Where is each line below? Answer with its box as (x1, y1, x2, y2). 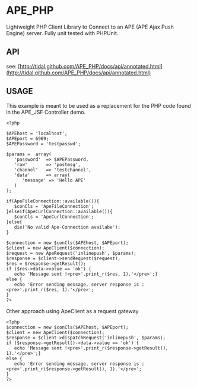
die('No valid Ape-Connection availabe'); (14, 224, 120, 230)
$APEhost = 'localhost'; (6, 130, 68, 136)
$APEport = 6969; (6, 135, 49, 142)
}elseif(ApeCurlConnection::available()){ (6, 208, 113, 214)
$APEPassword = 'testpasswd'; (6, 141, 81, 146)
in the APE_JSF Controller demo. (6, 108, 86, 116)
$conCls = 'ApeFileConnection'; (14, 203, 94, 209)
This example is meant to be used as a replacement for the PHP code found (6, 102, 191, 109)
